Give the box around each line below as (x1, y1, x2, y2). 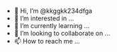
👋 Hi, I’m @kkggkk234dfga (13, 7, 93, 15)
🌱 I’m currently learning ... (13, 22, 90, 30)
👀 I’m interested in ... (13, 14, 74, 22)
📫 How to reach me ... (13, 37, 80, 45)
